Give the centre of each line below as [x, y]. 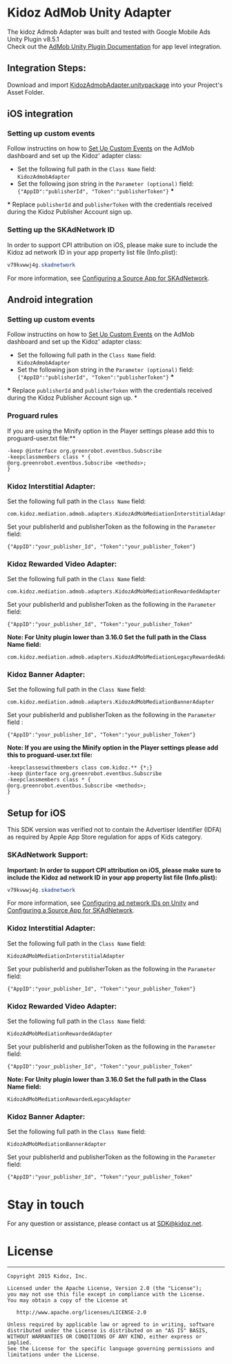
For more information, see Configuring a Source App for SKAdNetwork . [108, 278]
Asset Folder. [26, 92]
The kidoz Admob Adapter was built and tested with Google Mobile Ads [109, 32]
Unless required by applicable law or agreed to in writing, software [111, 1325]
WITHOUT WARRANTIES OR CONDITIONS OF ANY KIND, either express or [105, 1337]
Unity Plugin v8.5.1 [33, 39]
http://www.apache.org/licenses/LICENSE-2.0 [81, 1313]
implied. [20, 1343]
